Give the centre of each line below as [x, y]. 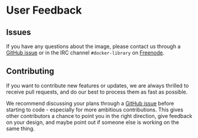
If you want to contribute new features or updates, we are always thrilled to [98, 85]
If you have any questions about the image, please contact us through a [93, 46]
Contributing [30, 71]
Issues [19, 32]
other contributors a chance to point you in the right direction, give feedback [99, 115]
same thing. [20, 129]
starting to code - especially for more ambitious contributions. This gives [95, 110]
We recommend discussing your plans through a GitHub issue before [90, 103]
